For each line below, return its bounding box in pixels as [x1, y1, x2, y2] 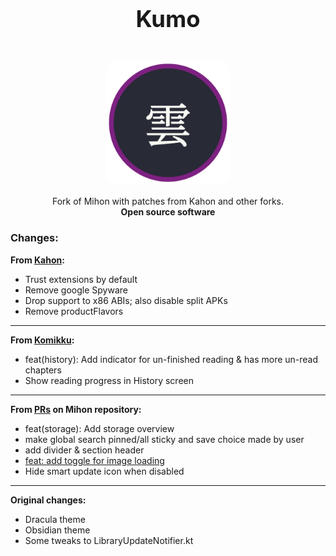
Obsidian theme [24, 524, 91, 536]
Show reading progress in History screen [24, 374, 194, 386]
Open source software [120, 206, 216, 218]
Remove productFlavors [24, 305, 124, 317]
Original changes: [10, 494, 87, 506]
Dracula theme [24, 513, 86, 525]
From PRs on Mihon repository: [10, 403, 142, 415]
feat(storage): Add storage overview [24, 422, 175, 434]
